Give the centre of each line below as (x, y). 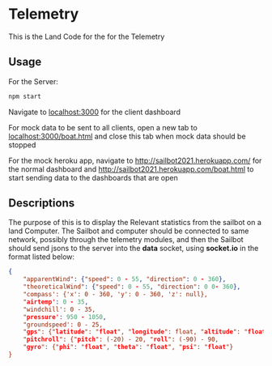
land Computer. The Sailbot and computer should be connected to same (129, 231)
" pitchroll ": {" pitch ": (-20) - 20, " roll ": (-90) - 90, (121, 340)
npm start (25, 96)
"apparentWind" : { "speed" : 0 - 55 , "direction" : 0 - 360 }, (125, 279)
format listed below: (42, 257)
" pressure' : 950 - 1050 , (65, 317)
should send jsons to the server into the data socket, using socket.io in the (134, 249)
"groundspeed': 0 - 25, (63, 325)
